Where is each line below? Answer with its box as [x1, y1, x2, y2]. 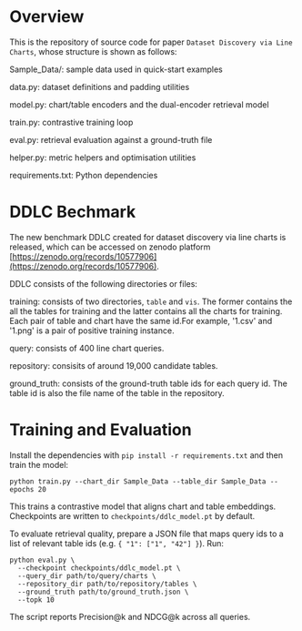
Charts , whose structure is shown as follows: [9, 46, 177, 56]
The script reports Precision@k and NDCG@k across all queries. [9, 611, 251, 622]
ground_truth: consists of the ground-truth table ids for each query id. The [9, 378, 288, 389]
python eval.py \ [9, 555, 75, 565]
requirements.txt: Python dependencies [9, 169, 158, 180]
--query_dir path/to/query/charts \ [17, 571, 156, 580]
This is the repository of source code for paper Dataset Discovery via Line [9, 36, 293, 47]
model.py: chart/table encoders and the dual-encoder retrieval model [9, 98, 270, 110]
